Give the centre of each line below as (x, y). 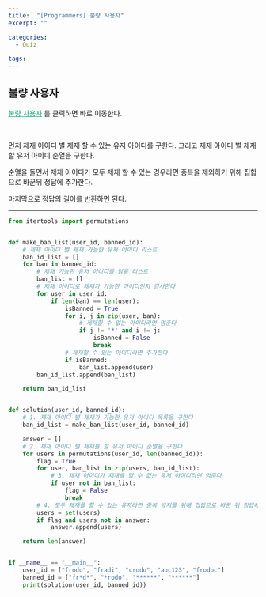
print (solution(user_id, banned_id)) (85, 585)
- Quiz (26, 44)
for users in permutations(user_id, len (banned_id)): (113, 454)
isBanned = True (91, 308)
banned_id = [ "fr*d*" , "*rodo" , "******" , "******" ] (111, 577)
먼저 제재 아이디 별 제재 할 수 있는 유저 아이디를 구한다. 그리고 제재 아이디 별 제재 (133, 145)
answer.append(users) (86, 527)
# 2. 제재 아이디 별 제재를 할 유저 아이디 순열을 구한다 (103, 446)
